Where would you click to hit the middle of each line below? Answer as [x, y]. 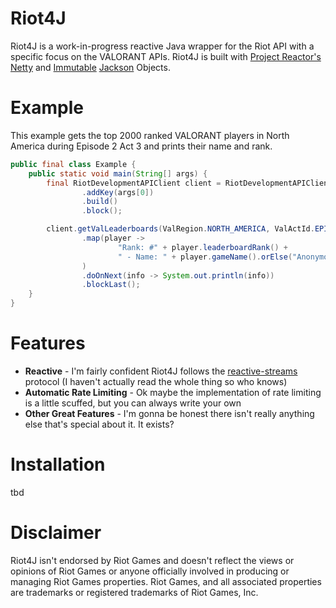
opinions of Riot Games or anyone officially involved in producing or [150, 571]
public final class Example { [73, 164]
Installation [58, 464]
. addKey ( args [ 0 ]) [118, 192]
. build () [99, 202]
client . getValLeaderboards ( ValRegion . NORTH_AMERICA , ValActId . [180, 229]
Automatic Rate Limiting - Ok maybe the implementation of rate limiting [173, 392]
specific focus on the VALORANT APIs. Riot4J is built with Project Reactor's [166, 56]
